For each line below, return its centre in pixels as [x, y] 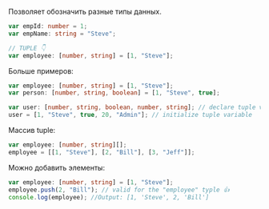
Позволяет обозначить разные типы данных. [85, 12]
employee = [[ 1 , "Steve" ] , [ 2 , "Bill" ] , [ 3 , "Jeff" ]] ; [102, 152]
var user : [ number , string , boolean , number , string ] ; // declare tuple [132, 107]
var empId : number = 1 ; [48, 26]
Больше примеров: [41, 70]
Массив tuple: [32, 130]
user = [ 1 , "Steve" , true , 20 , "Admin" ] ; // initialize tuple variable [130, 115]
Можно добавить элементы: [57, 167]
